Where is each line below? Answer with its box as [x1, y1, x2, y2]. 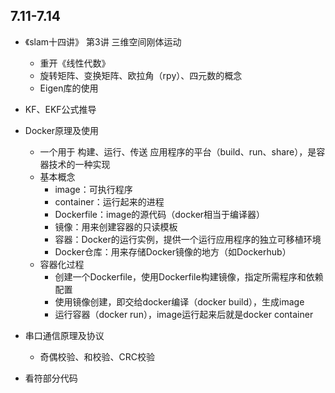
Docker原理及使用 [24, 124, 100, 136]
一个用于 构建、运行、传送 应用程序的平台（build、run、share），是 [39, 145, 317, 158]
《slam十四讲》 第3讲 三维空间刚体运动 [24, 35, 182, 48]
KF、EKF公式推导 [24, 103, 97, 115]
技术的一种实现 [48, 158, 111, 170]
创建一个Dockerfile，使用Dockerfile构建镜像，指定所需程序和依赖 [54, 270, 324, 283]
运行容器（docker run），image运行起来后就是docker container [54, 308, 314, 320]
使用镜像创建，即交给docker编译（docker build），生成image [54, 295, 305, 308]
